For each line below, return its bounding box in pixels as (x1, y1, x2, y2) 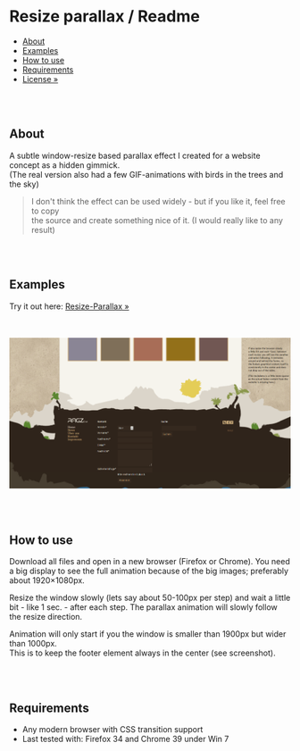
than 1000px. (9, 638, 58, 649)
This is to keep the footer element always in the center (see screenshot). (9, 647, 276, 658)
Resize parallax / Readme (9, 6, 201, 27)
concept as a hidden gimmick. (9, 159, 121, 171)
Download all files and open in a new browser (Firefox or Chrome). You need (9, 556, 290, 567)
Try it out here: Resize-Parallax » (9, 301, 129, 312)
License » (21, 73, 59, 84)
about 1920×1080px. (9, 575, 85, 586)
